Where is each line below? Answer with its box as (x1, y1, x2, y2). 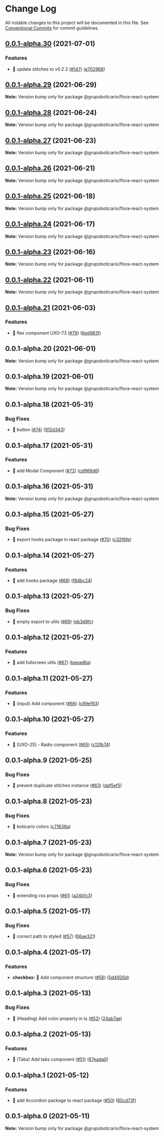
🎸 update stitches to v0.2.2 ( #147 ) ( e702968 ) (12, 66, 105, 72)
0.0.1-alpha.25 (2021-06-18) (5, 192, 95, 201)
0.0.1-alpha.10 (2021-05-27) (5, 715, 94, 723)
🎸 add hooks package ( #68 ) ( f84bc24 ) (12, 578, 92, 583)
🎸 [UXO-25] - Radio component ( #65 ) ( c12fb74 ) (12, 741, 111, 747)
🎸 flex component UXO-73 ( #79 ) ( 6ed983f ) (12, 330, 101, 336)
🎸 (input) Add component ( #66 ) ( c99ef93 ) (12, 701, 99, 707)
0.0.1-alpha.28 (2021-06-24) (5, 108, 97, 117)
